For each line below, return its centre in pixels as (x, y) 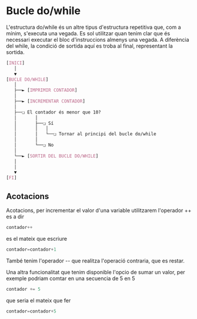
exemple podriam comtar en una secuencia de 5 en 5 (71, 278)
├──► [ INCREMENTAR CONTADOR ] (49, 101)
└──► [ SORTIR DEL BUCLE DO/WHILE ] (56, 156)
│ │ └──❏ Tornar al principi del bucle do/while (85, 134)
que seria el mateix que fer (39, 300)
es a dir (15, 217)
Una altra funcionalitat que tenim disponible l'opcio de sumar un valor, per (96, 272)
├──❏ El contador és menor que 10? (57, 112)
